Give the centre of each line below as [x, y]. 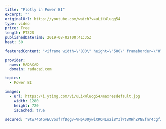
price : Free [17, 28]
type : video [17, 24]
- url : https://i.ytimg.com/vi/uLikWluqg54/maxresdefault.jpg [75, 96]
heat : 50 [14, 42]
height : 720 [26, 105]
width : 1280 [26, 101]
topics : [13, 78]
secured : [14, 119]
